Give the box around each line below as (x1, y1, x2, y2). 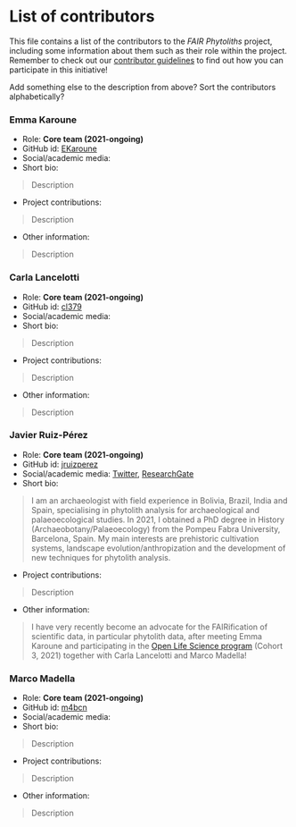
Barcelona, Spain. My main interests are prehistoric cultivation (30, 533, 259, 544)
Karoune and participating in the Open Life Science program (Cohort (30, 640, 284, 651)
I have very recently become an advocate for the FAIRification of (30, 621, 268, 632)
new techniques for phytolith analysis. (30, 552, 171, 562)
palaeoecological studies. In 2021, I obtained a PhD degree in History (30, 514, 285, 525)
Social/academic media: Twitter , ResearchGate (21, 468, 194, 479)
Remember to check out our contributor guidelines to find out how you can (9, 55, 284, 65)
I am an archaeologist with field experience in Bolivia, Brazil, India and (30, 494, 288, 506)
